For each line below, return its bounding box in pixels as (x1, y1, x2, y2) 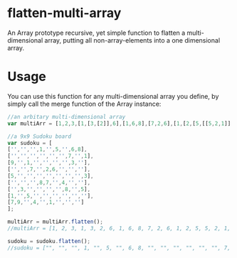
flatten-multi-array (7, 5, 122, 21)
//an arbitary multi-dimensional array (7, 113, 126, 120)
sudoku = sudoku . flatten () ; (7, 237, 91, 244)
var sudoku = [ (7, 139, 53, 146)
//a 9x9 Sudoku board (7, 133, 72, 140)
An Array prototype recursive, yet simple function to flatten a (7, 28, 186, 37)
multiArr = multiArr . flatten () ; (7, 218, 103, 225)
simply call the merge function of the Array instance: (7, 100, 162, 108)
